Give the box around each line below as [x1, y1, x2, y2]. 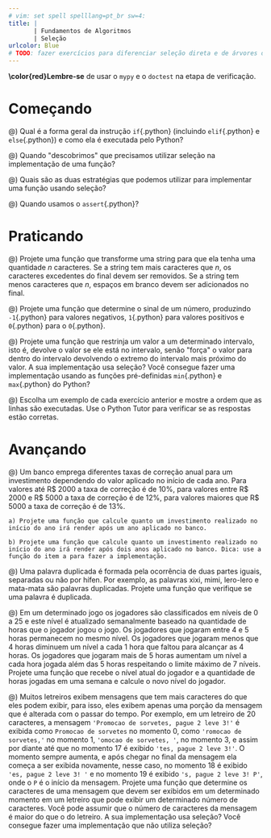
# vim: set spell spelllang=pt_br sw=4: [8, 11, 147, 20]
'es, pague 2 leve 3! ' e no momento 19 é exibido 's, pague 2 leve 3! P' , [8, 769, 263, 778]
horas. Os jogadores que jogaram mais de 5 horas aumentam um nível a [8, 650, 248, 660]
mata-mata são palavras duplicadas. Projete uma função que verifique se [8, 583, 252, 593]
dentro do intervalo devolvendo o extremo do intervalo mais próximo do [8, 353, 247, 363]
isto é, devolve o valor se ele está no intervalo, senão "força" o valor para [8, 344, 252, 355]
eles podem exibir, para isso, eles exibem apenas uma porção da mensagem [8, 700, 263, 710]
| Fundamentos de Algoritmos [33, 27, 131, 35]
